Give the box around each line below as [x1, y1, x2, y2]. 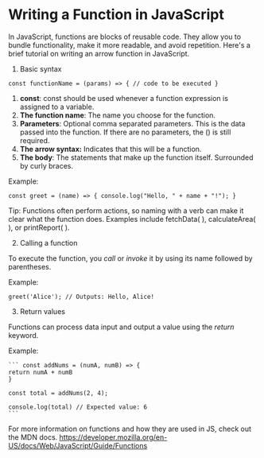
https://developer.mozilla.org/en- [59, 432, 168, 442]
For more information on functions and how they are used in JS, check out [8, 424, 252, 433]
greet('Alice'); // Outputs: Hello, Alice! [8, 293, 155, 301]
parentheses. [8, 262, 52, 271]
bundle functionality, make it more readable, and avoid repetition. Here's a [8, 40, 250, 49]
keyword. [8, 330, 39, 340]
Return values [19, 306, 66, 316]
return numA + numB [8, 368, 73, 376]
